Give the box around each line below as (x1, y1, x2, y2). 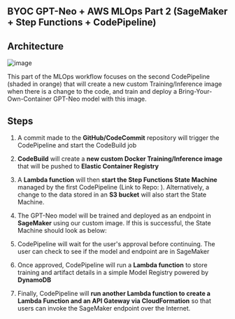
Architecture (7, 40, 64, 52)
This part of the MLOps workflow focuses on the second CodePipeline (7, 73, 210, 81)
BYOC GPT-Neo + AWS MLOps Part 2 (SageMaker (7, 6, 228, 17)
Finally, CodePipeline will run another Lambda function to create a (17, 290, 211, 298)
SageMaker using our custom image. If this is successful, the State (17, 219, 211, 227)
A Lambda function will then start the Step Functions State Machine (17, 176, 218, 184)
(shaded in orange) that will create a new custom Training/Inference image (7, 80, 222, 88)
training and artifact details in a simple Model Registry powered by (17, 269, 208, 277)
